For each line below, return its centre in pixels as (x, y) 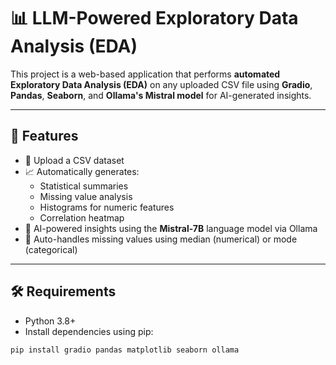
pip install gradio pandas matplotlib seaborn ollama (125, 350)
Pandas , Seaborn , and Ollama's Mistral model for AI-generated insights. (161, 95)
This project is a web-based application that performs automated (145, 74)
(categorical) (51, 249)
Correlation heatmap (82, 217)
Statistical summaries (84, 186)
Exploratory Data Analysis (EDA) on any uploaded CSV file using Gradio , (161, 84)
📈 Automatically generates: (82, 171)
